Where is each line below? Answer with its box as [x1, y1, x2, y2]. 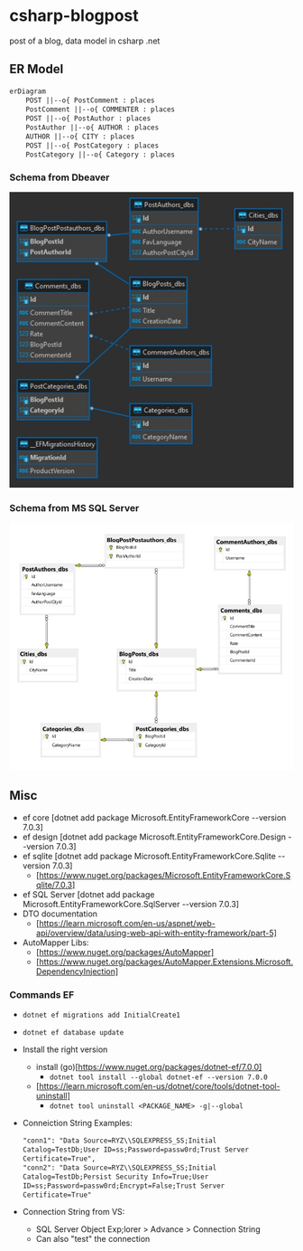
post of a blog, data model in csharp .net [9, 35, 161, 46]
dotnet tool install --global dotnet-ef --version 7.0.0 [49, 1073, 268, 1082]
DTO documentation [22, 908, 97, 919]
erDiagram [9, 87, 47, 96]
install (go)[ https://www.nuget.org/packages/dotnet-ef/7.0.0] [35, 1061, 262, 1072]
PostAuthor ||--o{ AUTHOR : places [25, 123, 160, 132]
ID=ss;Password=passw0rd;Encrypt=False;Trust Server [22, 1181, 225, 1190]
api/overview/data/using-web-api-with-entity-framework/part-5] [35, 927, 278, 938]
